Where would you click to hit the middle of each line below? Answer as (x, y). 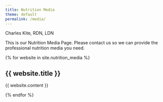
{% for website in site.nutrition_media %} (48, 58)
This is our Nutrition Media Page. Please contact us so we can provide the (81, 43)
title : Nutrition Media (30, 10)
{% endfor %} (20, 95)
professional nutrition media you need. (45, 48)
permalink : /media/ (26, 19)
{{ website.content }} (27, 86)
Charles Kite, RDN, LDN (30, 33)
